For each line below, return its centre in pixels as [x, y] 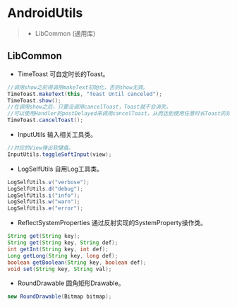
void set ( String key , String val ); [60, 269]
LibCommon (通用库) [65, 33]
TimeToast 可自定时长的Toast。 [63, 74]
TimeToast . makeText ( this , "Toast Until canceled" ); [85, 94]
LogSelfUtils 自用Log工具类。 [60, 169]
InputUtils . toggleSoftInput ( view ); [60, 154]
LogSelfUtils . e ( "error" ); [45, 209]
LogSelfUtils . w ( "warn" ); [44, 202]
